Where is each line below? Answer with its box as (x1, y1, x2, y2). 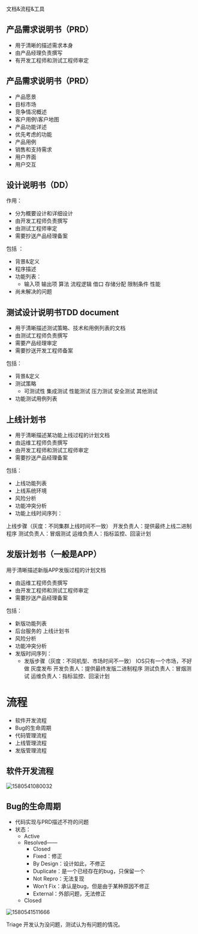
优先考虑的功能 (14, 131, 52, 138)
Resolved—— (23, 839, 58, 846)
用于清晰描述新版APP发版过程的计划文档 (6, 566, 106, 573)
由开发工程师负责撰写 (14, 217, 68, 224)
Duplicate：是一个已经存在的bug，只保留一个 (32, 868, 145, 875)
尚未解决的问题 (14, 288, 52, 295)
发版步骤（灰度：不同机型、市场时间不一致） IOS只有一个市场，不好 (23, 657, 192, 665)
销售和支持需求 (14, 146, 52, 153)
